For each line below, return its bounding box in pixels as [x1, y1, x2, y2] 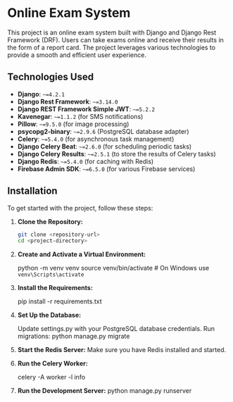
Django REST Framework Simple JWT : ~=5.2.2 [17, 104, 156, 113]
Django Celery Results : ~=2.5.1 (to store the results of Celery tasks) [17, 149, 216, 158]
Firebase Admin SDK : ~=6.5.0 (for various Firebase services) [17, 164, 196, 173]
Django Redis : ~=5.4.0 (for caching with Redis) [17, 157, 154, 165]
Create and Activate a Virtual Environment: [17, 250, 146, 258]
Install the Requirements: [17, 284, 93, 292]
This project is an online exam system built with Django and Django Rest [7, 28, 217, 37]
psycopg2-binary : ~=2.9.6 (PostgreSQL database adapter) [17, 127, 189, 135]
